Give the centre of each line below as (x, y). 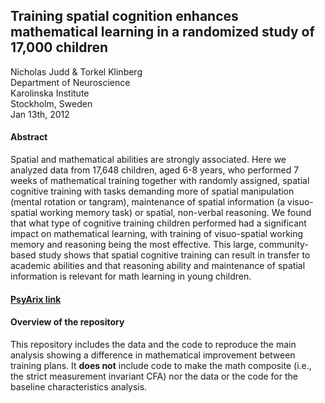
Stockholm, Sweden (51, 103)
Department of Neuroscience (70, 82)
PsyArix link (36, 299)
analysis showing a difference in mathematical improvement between (153, 355)
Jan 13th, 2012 (40, 114)
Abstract (29, 137)
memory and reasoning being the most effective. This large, (133, 245)
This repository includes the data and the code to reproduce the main (153, 344)
